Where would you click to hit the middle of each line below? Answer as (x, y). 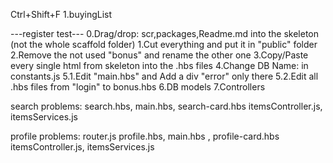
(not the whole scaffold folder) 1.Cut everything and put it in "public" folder (164, 44)
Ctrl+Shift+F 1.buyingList (61, 14)
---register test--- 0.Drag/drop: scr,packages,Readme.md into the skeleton (165, 33)
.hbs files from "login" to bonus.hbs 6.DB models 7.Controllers (138, 87)
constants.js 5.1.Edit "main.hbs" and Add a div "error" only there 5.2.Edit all (164, 76)
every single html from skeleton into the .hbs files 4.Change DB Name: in (159, 65)
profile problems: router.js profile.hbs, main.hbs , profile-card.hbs (145, 136)
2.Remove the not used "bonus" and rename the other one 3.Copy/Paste (159, 55)
